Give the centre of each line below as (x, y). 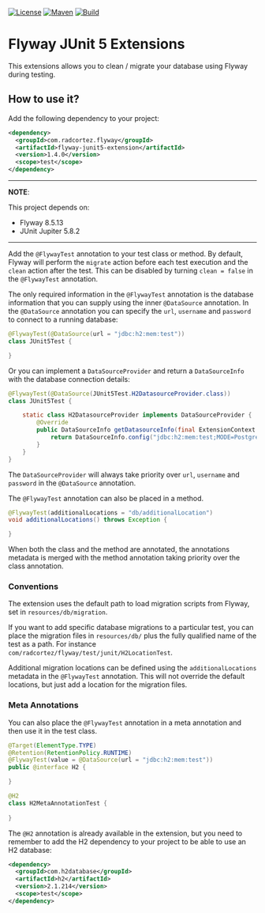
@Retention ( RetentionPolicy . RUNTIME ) (70, 753)
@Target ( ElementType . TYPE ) (52, 745)
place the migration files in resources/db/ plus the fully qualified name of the (132, 636)
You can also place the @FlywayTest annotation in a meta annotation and (125, 722)
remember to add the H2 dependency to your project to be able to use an (127, 841)
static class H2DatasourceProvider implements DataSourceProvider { (137, 415)
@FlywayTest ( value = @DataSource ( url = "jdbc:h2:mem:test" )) (111, 760)
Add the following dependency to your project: (84, 118)
